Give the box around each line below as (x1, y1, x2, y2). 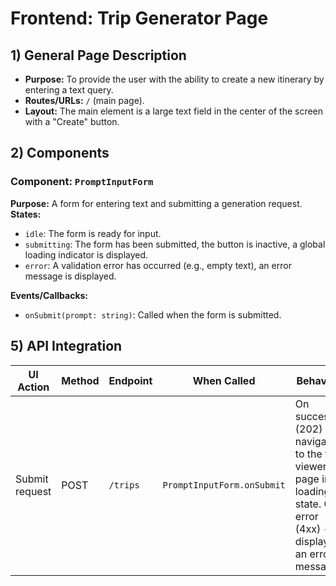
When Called (192, 373, 256, 387)
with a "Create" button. (24, 116, 120, 127)
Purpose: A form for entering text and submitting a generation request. (10, 197, 303, 209)
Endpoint (108, 373, 153, 387)
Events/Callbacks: (10, 289, 89, 301)
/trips (108, 479, 140, 491)
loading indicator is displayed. (24, 248, 149, 261)
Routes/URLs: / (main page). (24, 95, 145, 106)
